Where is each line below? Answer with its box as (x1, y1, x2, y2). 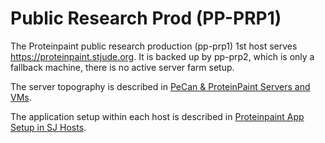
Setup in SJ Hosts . (10, 121, 87, 133)
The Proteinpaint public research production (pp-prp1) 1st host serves (10, 40, 298, 52)
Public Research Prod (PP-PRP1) (10, 7, 282, 30)
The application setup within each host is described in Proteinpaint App (10, 110, 305, 122)
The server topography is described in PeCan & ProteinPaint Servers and (10, 80, 311, 92)
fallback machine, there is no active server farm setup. (10, 61, 235, 73)
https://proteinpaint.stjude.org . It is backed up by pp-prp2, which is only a (10, 50, 315, 62)
